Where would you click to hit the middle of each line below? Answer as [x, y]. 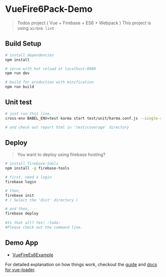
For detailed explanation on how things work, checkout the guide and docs [81, 264]
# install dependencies [30, 55]
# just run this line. [28, 113]
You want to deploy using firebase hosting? [61, 155]
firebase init [20, 195]
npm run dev [17, 73]
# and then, [17, 209]
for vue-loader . [21, 270]
